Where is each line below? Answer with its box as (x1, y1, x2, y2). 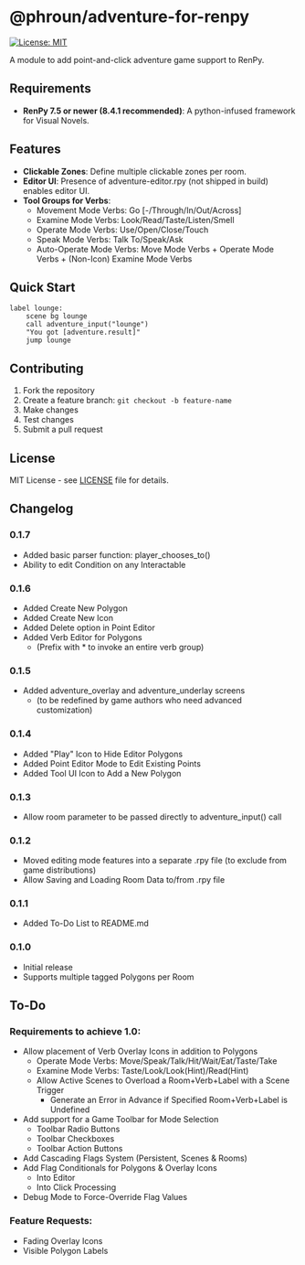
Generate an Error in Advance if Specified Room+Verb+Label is (49, 1095, 288, 1106)
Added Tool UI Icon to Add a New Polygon (22, 767, 182, 778)
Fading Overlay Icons (22, 1235, 103, 1246)
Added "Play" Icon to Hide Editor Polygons (22, 748, 184, 759)
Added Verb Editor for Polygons (22, 631, 143, 642)
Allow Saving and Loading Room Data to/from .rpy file (22, 874, 226, 885)
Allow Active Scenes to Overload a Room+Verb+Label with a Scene (36, 1075, 290, 1086)
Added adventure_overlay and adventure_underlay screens (22, 685, 246, 696)
